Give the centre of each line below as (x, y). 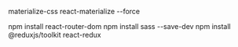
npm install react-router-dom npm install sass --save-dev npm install (119, 26)
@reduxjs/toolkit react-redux (55, 35)
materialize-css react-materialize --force (74, 11)
